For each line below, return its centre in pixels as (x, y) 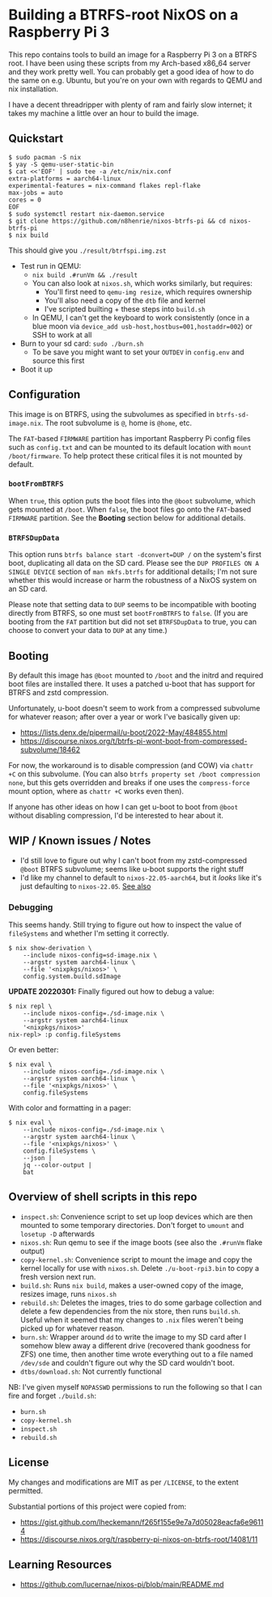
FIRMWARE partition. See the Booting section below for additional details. (127, 518)
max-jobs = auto (36, 193)
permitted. (25, 1490)
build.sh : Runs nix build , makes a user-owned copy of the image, (132, 1285)
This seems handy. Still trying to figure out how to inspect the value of (125, 925)
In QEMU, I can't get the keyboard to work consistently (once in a (141, 317)
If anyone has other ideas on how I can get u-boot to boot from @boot (123, 806)
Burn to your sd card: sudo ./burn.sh (82, 343)
